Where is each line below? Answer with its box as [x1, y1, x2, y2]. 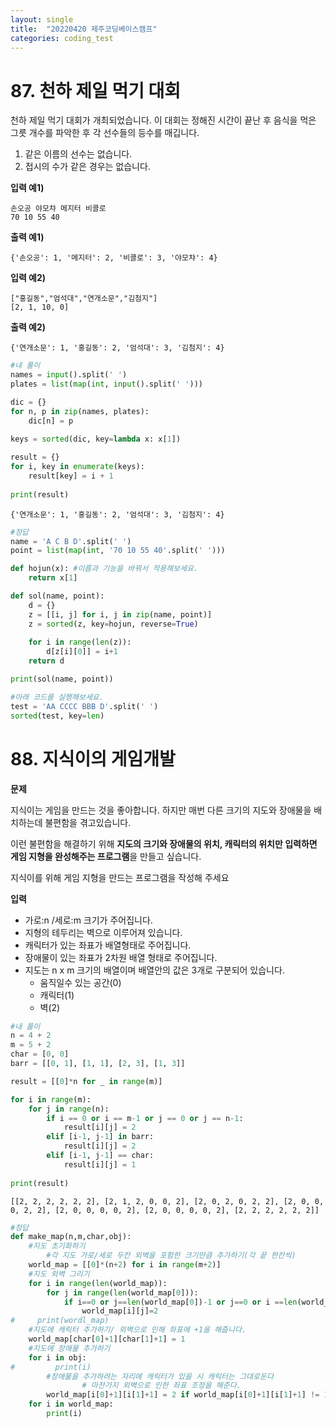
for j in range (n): [28, 1104, 110, 1114]
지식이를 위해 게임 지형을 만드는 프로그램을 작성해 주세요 [10, 871, 230, 883]
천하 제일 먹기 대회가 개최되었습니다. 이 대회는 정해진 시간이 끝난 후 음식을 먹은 [10, 114, 317, 126]
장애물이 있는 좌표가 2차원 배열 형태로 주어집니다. [24, 951, 218, 963]
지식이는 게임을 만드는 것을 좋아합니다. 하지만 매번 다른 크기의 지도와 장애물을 [10, 804, 312, 816]
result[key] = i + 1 [28, 471, 114, 481]
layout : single [10, 14, 74, 25]
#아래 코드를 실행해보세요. [10, 692, 104, 702]
